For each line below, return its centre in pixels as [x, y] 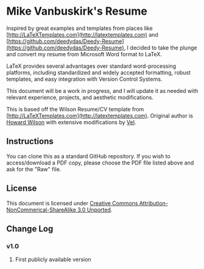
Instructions [30, 142]
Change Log [30, 228]
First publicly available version [53, 260]
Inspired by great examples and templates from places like [80, 28]
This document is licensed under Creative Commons [72, 203]
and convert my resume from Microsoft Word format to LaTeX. [84, 54]
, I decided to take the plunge [160, 48]
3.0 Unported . [95, 210]
